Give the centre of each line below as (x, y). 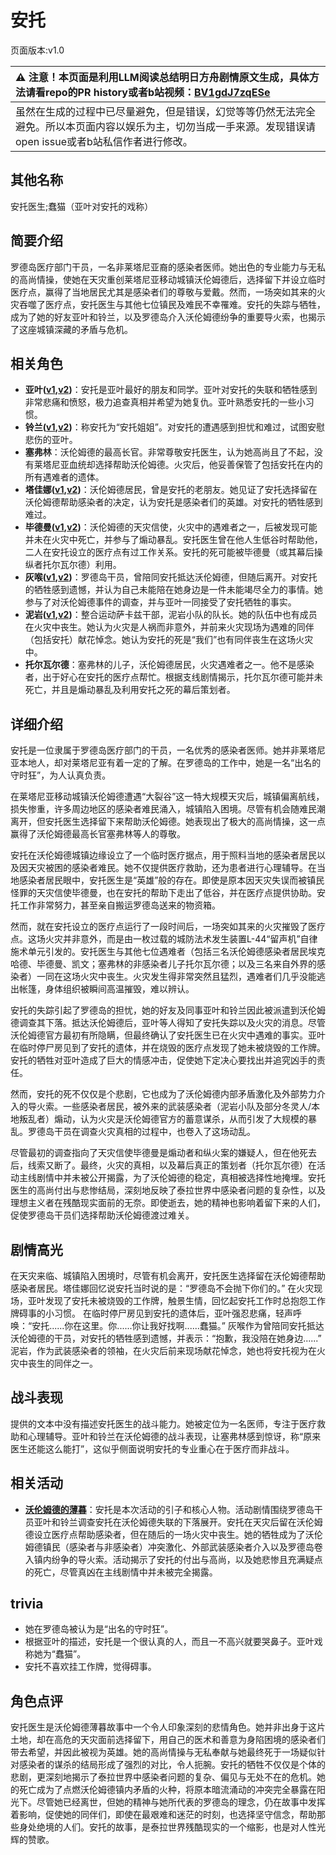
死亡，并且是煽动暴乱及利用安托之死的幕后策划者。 (130, 690)
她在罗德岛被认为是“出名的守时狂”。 (99, 1629)
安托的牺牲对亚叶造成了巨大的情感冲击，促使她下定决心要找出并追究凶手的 (163, 1060)
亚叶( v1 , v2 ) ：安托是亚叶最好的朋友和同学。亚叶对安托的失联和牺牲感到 (171, 390)
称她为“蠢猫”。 (55, 1654)
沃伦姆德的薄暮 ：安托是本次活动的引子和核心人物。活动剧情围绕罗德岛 (169, 1509)
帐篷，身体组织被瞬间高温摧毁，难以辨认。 (106, 989)
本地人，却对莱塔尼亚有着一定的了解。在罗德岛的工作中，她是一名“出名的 (170, 763)
